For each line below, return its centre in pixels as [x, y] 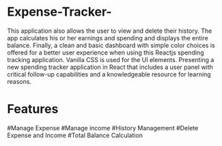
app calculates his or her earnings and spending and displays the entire [108, 38]
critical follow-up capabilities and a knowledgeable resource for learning [109, 74]
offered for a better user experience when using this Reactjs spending [106, 53]
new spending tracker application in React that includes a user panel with [110, 67]
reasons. [19, 81]
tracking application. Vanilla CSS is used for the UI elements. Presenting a [111, 59]
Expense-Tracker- [59, 12]
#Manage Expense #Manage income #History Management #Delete [103, 128]
